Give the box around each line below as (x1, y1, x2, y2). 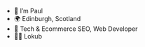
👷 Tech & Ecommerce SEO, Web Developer (13, 25, 138, 33)
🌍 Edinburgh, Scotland (13, 15, 81, 22)
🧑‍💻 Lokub (13, 32, 42, 40)
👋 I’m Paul (13, 7, 43, 15)
